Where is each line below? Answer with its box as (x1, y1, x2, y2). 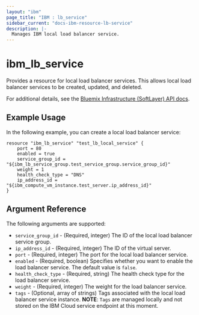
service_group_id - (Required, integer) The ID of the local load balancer (14, 231, 192, 239)
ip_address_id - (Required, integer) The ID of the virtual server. (14, 245, 171, 252)
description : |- (6, 25, 47, 32)
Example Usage (6, 113, 66, 123)
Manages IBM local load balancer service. (11, 31, 120, 37)
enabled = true (17, 151, 55, 157)
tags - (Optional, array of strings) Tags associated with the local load (14, 289, 185, 296)
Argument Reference (6, 204, 87, 214)
